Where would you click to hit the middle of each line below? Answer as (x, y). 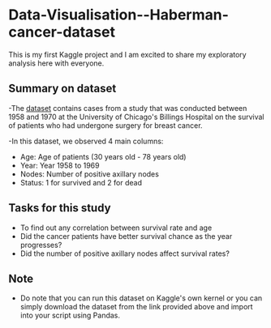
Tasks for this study (60, 208)
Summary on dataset (62, 89)
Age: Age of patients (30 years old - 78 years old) (103, 156)
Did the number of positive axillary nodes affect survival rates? (125, 253)
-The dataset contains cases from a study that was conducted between (128, 108)
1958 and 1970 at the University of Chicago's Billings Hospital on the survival (137, 117)
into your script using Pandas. (70, 315)
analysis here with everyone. (56, 63)
